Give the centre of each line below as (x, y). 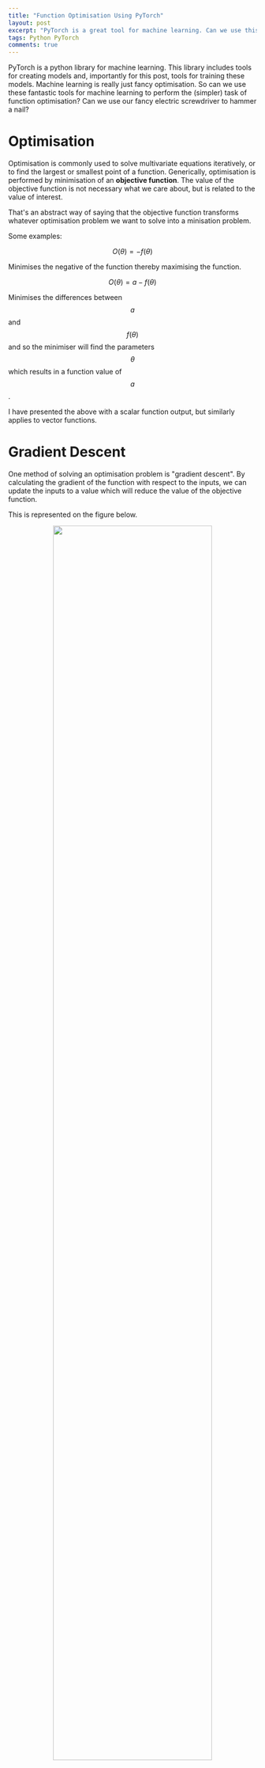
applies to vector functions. (52, 420)
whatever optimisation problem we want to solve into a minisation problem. (130, 221)
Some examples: (35, 236)
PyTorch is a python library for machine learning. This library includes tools (130, 67)
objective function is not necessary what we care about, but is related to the (132, 189)
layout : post (30, 23)
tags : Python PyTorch (44, 38)
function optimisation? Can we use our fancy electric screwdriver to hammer (132, 101)
